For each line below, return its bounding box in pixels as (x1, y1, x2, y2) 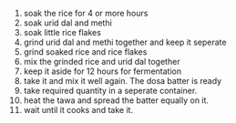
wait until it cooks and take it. (23, 105, 134, 115)
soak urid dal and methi (23, 17, 112, 28)
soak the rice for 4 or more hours (23, 8, 149, 18)
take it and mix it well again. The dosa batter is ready (23, 76, 222, 86)
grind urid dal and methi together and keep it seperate (23, 36, 227, 47)
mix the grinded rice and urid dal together (23, 56, 180, 67)
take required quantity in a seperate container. (23, 86, 198, 96)
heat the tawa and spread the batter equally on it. (23, 95, 209, 106)
